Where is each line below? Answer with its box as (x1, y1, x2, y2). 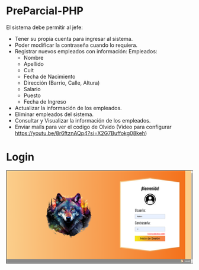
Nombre (23, 54, 44, 61)
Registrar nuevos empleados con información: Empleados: (14, 47, 158, 54)
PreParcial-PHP (6, 4, 84, 18)
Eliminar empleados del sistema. (14, 111, 94, 118)
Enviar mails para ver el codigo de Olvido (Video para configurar (14, 123, 172, 130)
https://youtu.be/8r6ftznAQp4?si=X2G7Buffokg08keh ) (14, 129, 147, 137)
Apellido (23, 60, 44, 67)
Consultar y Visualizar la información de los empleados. (14, 117, 151, 124)
